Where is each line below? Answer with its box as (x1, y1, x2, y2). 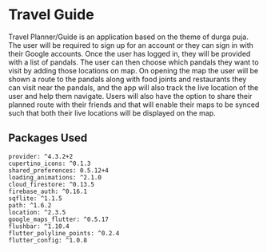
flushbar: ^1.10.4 (8, 222, 70, 230)
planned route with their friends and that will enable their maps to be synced (8, 100, 260, 109)
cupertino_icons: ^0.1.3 (8, 159, 91, 167)
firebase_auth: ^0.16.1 (8, 187, 88, 195)
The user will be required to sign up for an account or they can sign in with (8, 40, 253, 49)
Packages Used (8, 132, 88, 145)
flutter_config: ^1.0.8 (8, 236, 88, 244)
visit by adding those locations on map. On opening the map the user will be (8, 65, 259, 75)
